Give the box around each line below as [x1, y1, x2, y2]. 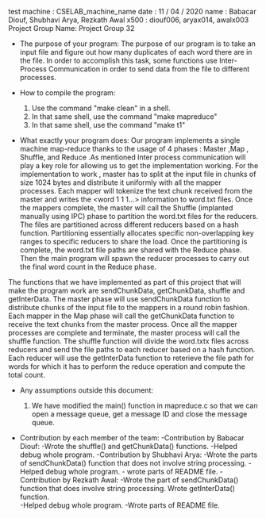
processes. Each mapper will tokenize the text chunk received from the [19, 186, 253, 195]
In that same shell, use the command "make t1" [31, 121, 186, 129]
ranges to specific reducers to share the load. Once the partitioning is [19, 237, 248, 246]
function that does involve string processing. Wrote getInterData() [19, 484, 236, 493]
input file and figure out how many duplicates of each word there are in [19, 48, 253, 56]
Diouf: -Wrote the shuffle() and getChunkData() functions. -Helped [19, 442, 238, 451]
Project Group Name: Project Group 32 [8, 24, 135, 33]
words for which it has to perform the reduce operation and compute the [8, 362, 246, 371]
